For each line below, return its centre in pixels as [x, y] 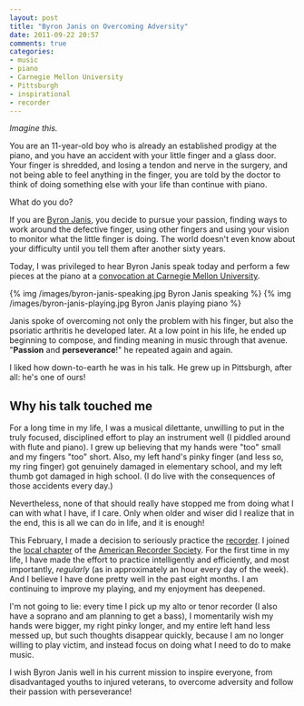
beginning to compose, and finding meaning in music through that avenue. [149, 340]
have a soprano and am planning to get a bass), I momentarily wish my [142, 616]
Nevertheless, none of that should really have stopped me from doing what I [152, 504]
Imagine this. [34, 128]
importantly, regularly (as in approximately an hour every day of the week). [149, 570]
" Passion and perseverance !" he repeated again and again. [121, 350]
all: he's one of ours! [48, 378]
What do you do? [41, 202]
